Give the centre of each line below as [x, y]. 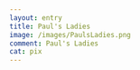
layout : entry [36, 18]
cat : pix [26, 52]
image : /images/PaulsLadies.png [70, 35]
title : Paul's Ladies [50, 26]
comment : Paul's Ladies [54, 43]
